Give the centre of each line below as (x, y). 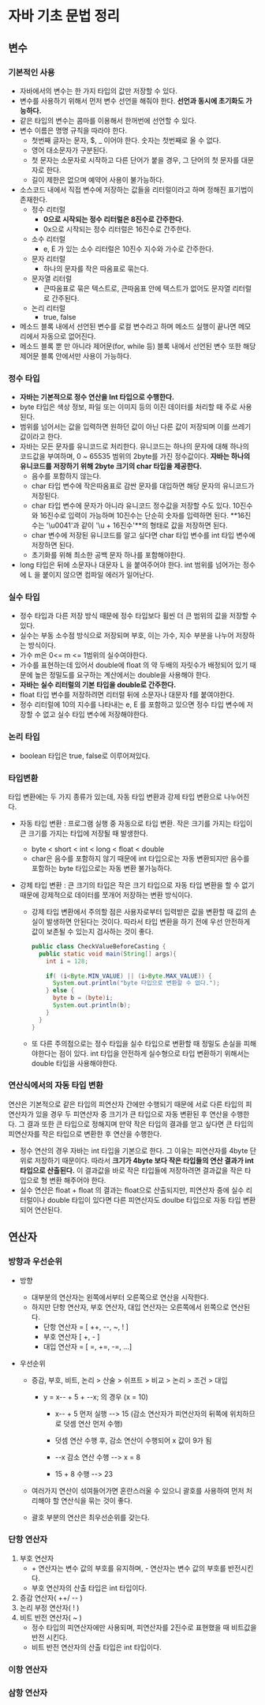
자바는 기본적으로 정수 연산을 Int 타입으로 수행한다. (97, 397)
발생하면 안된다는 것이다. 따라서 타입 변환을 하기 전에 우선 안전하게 (148, 922)
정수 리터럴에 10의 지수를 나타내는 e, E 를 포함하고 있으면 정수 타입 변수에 (132, 704)
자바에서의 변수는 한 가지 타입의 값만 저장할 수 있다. (98, 91)
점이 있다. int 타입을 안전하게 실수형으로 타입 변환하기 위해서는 (154, 1053)
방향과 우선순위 (35, 1262)
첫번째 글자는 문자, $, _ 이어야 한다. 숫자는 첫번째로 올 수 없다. (126, 140)
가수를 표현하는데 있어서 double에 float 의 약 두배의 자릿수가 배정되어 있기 (134, 665)
